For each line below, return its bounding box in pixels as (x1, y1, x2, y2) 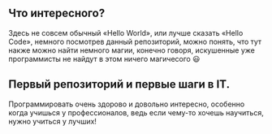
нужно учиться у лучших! (8, 116, 97, 126)
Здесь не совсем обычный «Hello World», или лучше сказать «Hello (8, 28, 244, 37)
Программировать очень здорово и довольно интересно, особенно (8, 99, 245, 109)
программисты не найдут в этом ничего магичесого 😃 (8, 54, 201, 63)
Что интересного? (8, 6, 106, 20)
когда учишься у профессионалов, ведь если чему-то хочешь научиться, (8, 107, 264, 117)
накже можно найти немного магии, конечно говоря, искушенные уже (8, 45, 256, 55)
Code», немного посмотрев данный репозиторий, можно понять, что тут (8, 37, 262, 46)
